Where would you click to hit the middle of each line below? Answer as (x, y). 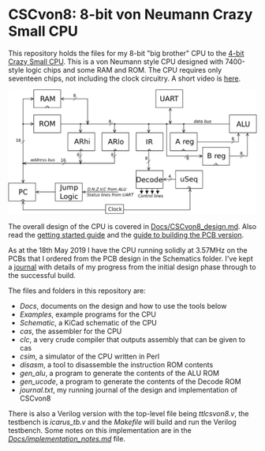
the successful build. (42, 276)
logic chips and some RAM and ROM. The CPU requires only (124, 70)
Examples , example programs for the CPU (88, 314)
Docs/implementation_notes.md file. (67, 439)
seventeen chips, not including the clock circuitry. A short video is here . (125, 78)
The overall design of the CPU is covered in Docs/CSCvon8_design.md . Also (132, 227)
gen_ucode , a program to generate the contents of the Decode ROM (131, 381)
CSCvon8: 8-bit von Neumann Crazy (131, 15)
